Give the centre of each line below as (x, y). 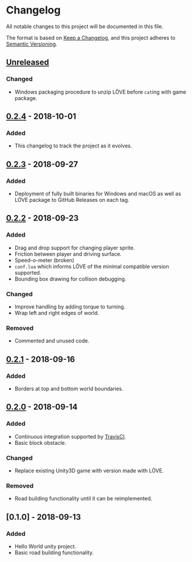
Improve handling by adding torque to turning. (70, 306)
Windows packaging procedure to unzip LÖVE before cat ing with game (100, 92)
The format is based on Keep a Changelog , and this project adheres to (91, 37)
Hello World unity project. (45, 546)
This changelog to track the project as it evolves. (73, 146)
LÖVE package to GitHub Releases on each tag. (72, 200)
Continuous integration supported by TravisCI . (70, 436)
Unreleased (28, 62)
